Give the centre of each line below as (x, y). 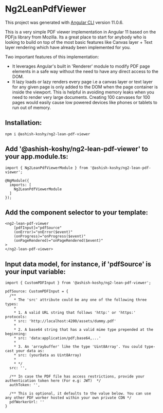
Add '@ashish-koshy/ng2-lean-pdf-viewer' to (77, 149)
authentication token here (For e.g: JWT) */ (53, 381)
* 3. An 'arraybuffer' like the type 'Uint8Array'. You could (78, 347)
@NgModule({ (17, 180)
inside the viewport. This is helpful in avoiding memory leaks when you (83, 92)
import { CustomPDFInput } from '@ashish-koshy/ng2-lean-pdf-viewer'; (78, 283)
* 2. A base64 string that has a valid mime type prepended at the (83, 330)
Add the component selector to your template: (77, 212)
